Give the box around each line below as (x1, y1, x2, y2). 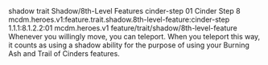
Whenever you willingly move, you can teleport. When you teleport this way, (8, 32, 261, 41)
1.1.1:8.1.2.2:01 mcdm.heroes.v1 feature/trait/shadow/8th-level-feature (8, 23, 237, 33)
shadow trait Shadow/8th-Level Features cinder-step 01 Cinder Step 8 (8, 6, 241, 15)
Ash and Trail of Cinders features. (8, 49, 121, 58)
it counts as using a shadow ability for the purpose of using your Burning (8, 40, 249, 50)
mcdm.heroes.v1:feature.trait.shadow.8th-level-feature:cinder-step (8, 14, 230, 24)
